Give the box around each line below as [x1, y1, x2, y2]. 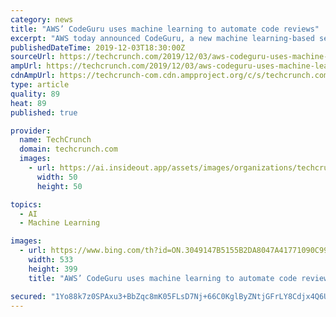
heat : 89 [10, 98, 47, 108]
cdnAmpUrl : [10, 71, 56, 81]
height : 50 [36, 181, 83, 191]
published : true [10, 107, 78, 118]
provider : [10, 126, 52, 136]
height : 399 [28, 264, 78, 274]
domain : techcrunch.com [19, 144, 118, 155]
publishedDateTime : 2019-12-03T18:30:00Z [10, 42, 186, 53]
